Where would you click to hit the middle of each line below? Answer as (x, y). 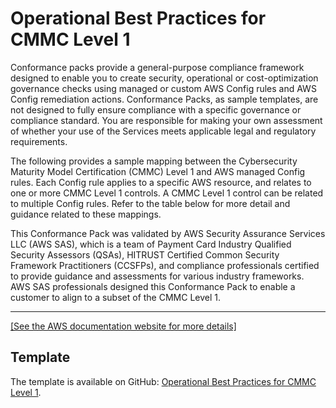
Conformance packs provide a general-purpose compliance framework (157, 67)
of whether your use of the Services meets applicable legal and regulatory (163, 131)
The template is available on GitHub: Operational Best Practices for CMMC (163, 381)
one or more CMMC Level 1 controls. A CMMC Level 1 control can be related (167, 193)
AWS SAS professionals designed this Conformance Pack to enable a (153, 286)
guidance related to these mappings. (86, 214)
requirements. (39, 141)
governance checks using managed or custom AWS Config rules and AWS (163, 88)
